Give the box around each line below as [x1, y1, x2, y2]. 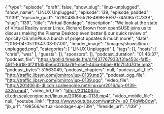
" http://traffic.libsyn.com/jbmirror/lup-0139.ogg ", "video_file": [5, 77, 130, 83]
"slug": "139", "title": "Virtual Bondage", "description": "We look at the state [5, 20, 158, 26]
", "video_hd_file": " [26, 88, 66, 93]
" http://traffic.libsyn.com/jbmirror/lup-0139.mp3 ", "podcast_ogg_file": [5, 72, 146, 78]
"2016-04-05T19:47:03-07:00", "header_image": [5, 41, 104, 46]
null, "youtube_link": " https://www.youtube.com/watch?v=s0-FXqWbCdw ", [5, 98, 158, 104]
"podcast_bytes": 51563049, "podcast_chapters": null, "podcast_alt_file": [5, 67, 154, 73]
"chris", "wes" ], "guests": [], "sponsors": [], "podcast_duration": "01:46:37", [5, 51, 160, 57]
